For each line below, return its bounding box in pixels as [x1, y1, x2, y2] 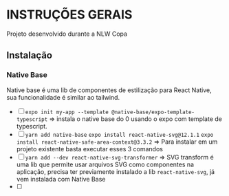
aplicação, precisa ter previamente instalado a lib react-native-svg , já [16, 167, 215, 175]
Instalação [6, 50, 53, 61]
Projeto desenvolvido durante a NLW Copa [6, 30, 128, 38]
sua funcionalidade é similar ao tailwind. [6, 93, 120, 101]
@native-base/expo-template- [111, 109, 195, 116]
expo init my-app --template [25, 109, 109, 116]
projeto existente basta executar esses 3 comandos [16, 144, 163, 153]
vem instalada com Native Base [16, 175, 106, 183]
